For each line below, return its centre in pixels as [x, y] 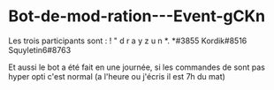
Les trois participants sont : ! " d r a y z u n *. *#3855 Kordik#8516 [128, 41]
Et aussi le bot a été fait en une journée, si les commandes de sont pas [137, 67]
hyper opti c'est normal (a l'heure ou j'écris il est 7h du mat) [117, 76]
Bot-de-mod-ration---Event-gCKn [137, 16]
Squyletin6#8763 [40, 49]
